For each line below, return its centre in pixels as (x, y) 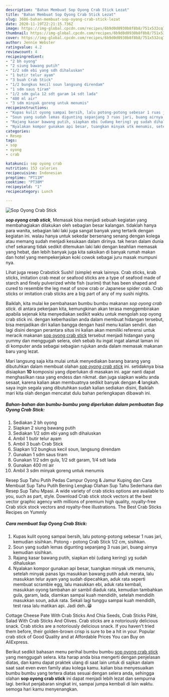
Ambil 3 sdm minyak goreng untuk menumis (58, 470)
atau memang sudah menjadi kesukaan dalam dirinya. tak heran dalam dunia (85, 241)
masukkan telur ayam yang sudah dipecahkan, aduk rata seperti (79, 579)
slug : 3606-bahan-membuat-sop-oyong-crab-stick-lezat (63, 19)
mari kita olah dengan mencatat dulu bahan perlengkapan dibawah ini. (78, 393)
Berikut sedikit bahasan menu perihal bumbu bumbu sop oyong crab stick (82, 652)
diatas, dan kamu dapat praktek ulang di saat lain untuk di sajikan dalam (80, 662)
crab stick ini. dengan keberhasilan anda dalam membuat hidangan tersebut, (85, 319)
